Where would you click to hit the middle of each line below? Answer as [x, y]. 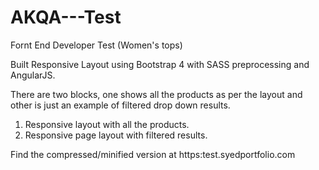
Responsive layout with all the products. [107, 124]
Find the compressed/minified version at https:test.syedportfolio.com [153, 154]
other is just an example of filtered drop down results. [120, 105]
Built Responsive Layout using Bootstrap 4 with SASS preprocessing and [160, 64]
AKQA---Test [66, 17]
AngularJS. [33, 75]
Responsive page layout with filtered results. [116, 135]
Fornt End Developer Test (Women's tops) [96, 45]
